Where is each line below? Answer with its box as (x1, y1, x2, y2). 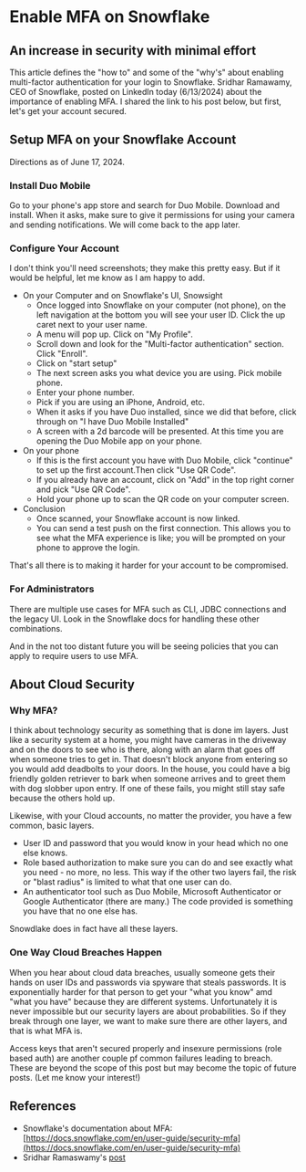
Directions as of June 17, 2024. (9, 156, 126, 167)
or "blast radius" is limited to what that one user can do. (22, 876, 232, 887)
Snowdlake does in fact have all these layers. (9, 924, 178, 935)
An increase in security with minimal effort (9, 43, 257, 58)
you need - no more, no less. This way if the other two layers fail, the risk (22, 867, 297, 878)
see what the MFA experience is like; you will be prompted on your (36, 532, 286, 544)
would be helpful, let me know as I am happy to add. (9, 272, 206, 284)
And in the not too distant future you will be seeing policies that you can (9, 641, 280, 652)
